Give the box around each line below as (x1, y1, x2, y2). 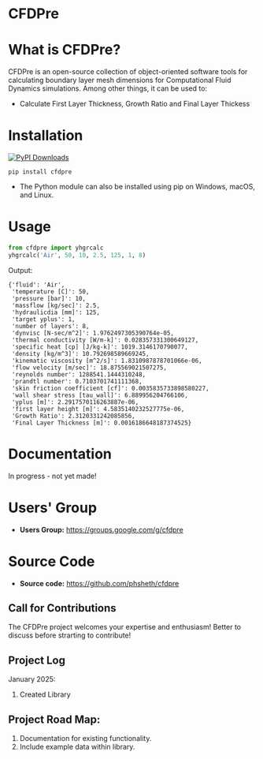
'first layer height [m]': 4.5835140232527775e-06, (11, 405, 185, 413)
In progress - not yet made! (8, 471, 97, 480)
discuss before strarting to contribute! (8, 630, 131, 640)
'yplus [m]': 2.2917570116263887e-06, (11, 398, 139, 406)
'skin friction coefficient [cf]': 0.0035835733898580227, (11, 384, 210, 392)
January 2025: (8, 675, 56, 684)
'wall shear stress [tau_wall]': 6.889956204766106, (11, 391, 189, 399)
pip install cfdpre (8, 168, 72, 176)
